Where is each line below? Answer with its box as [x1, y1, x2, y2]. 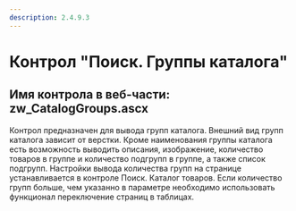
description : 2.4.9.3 [9, 13, 90, 22]
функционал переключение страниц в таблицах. [9, 191, 195, 202]
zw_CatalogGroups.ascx [9, 101, 149, 116]
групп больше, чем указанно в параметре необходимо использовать [9, 181, 275, 192]
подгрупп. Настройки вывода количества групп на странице [9, 163, 241, 173]
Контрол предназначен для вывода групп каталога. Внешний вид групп [9, 124, 284, 135]
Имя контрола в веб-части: [9, 87, 171, 103]
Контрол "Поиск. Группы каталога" [9, 51, 288, 72]
